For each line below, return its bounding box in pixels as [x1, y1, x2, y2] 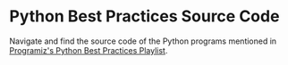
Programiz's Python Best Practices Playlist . [9, 45, 168, 55]
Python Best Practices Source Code [9, 6, 280, 27]
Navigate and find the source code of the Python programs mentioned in [9, 36, 277, 46]
